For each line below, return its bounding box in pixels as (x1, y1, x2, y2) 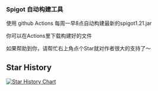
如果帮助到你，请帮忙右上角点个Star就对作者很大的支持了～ (6, 45, 151, 52)
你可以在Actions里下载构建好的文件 (6, 32, 92, 40)
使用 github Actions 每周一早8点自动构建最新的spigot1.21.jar (6, 19, 152, 27)
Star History (6, 62, 52, 72)
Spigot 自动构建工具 (6, 5, 63, 13)
